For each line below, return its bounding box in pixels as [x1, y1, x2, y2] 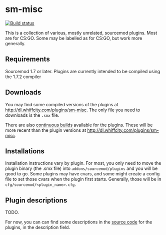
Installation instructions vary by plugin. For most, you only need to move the [5, 160, 161, 166]
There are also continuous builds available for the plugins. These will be [5, 122, 153, 128]
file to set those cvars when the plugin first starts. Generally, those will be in [5, 176, 161, 182]
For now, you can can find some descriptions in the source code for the [5, 219, 152, 225]
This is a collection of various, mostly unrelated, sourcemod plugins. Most [5, 30, 157, 36]
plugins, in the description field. [5, 224, 70, 230]
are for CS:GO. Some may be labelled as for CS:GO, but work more [5, 35, 142, 41]
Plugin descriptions [5, 196, 67, 204]
